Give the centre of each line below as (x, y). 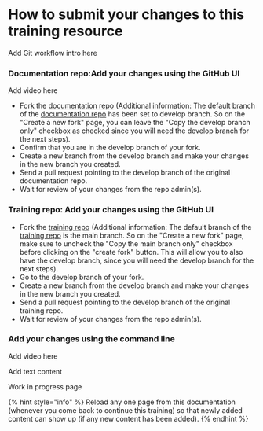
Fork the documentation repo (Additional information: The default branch (137, 106)
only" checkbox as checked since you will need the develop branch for (134, 131)
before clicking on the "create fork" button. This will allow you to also (131, 252)
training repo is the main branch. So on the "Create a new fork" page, (131, 235)
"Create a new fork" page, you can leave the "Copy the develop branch (135, 123)
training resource (66, 31)
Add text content (35, 371)
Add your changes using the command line (91, 339)
